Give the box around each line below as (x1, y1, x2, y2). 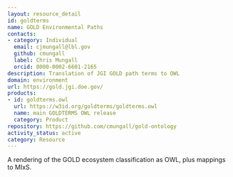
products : (7, 90, 37, 97)
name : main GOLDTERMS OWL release (14, 109, 116, 117)
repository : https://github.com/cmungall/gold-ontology (7, 122, 177, 130)
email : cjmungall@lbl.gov (14, 43, 91, 50)
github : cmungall (14, 50, 66, 58)
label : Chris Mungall (14, 57, 78, 64)
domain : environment (7, 76, 69, 84)
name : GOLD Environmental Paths (7, 23, 103, 31)
